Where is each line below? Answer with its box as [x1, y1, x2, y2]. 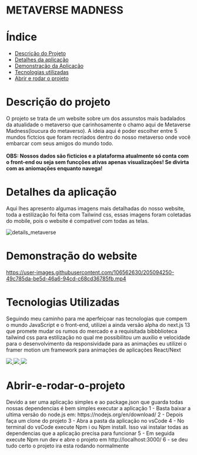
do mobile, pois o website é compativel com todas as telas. [6, 218, 149, 224]
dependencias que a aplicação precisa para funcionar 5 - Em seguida [6, 430, 175, 437]
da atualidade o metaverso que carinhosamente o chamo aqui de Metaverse [6, 121, 191, 128]
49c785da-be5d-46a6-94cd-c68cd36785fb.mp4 [6, 275, 126, 282]
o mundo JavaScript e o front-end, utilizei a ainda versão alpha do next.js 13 [6, 321, 191, 328]
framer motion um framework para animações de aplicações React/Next [6, 346, 181, 353]
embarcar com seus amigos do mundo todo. [6, 140, 113, 147]
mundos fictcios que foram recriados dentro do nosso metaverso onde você [6, 133, 191, 141]
